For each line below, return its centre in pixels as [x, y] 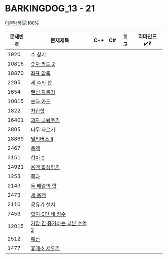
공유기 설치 [43, 204]
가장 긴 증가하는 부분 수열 [59, 223]
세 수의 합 [41, 83]
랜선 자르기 [43, 92]
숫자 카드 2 [43, 64]
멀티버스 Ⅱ [42, 139]
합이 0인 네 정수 [48, 214]
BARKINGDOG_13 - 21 [50, 9]
